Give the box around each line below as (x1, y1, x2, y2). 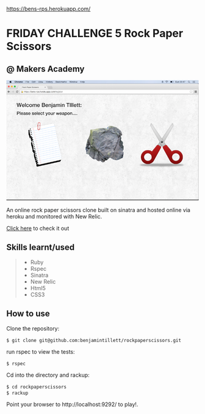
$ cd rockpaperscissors (6, 384, 67, 390)
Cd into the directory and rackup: (6, 371, 90, 379)
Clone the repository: (6, 324, 60, 332)
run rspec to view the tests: (6, 348, 75, 355)
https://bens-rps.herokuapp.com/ (6, 5, 91, 12)
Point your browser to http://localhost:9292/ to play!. (6, 401, 138, 408)
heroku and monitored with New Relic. (6, 213, 103, 220)
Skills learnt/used (6, 242, 75, 252)
